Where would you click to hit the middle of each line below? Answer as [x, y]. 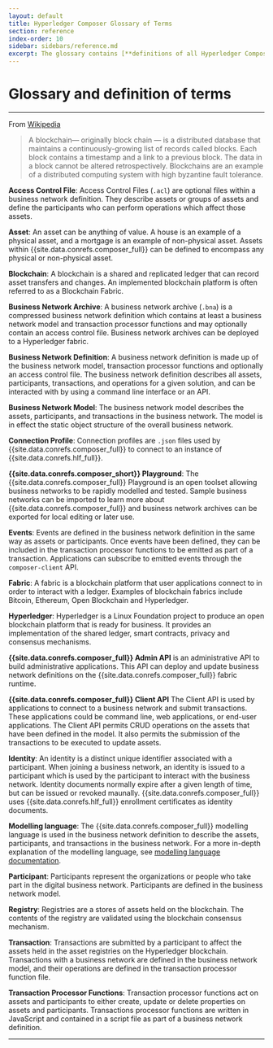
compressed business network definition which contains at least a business [135, 315]
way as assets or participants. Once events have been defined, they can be [134, 541]
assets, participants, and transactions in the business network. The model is [136, 416]
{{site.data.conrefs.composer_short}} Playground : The [104, 474]
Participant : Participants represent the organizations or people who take [130, 876]
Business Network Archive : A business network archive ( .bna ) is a [121, 307]
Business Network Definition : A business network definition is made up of [134, 357]
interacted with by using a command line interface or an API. [110, 391]
